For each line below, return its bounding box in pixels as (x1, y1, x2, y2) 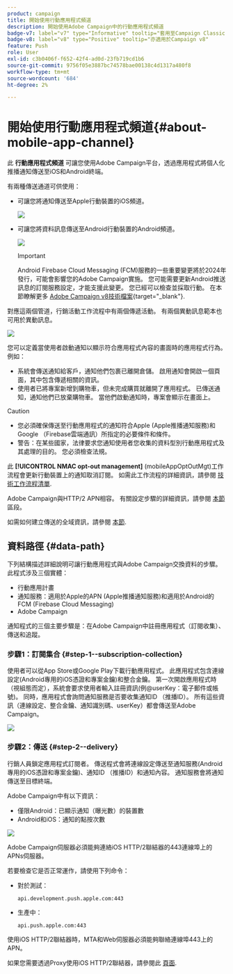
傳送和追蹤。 (7, 630, 44, 639)
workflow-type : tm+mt (7, 68, 70, 75)
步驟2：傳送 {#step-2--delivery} (7, 742, 118, 752)
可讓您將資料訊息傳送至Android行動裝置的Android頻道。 (17, 225, 179, 233)
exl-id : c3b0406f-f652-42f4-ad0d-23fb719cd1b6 (7, 56, 145, 63)
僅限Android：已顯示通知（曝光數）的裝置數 (17, 806, 144, 815)
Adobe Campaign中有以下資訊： (7, 791, 100, 800)
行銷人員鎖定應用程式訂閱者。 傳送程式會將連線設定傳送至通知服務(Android (7, 759, 223, 767)
